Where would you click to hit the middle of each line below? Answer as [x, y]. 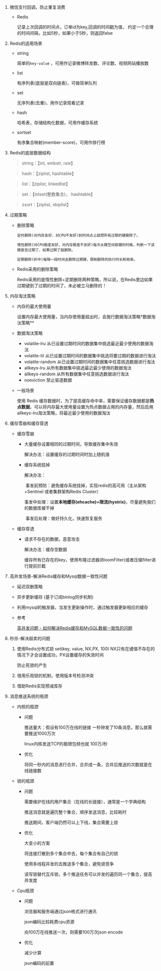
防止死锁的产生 [32, 665]
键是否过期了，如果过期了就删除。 [46, 250]
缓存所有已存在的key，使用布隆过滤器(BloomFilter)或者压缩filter [88, 560]
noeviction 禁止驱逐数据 [48, 380]
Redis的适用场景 [26, 43]
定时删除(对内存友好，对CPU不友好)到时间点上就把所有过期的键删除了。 [78, 235]
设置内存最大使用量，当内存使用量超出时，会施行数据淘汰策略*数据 [84, 317]
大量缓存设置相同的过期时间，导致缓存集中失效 [71, 444]
